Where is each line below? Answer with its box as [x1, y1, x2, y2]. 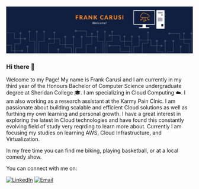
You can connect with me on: [6, 165, 78, 172]
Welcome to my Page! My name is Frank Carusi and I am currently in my [6, 76, 182, 83]
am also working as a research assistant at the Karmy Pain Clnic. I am [6, 97, 176, 105]
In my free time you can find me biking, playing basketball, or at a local [6, 147, 179, 155]
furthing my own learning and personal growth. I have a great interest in [6, 111, 181, 118]
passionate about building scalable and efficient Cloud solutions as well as [6, 104, 188, 111]
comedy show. [6, 153, 42, 160]
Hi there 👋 [6, 62, 36, 71]
